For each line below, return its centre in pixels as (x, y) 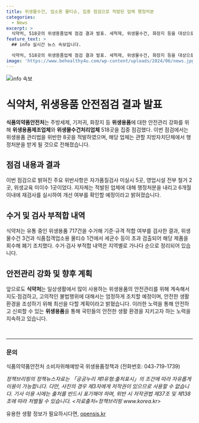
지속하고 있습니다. (27, 318)
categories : (21, 17)
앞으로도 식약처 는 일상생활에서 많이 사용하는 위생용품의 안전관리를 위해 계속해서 (98, 289)
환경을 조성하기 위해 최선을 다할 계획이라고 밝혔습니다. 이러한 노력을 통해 (90, 304)
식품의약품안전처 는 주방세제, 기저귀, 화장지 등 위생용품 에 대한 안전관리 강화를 (95, 122)
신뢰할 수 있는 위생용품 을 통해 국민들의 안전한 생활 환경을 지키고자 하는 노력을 (102, 311)
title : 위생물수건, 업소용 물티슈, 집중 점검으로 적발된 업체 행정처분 (80, 12)
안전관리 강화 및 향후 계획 (49, 273)
